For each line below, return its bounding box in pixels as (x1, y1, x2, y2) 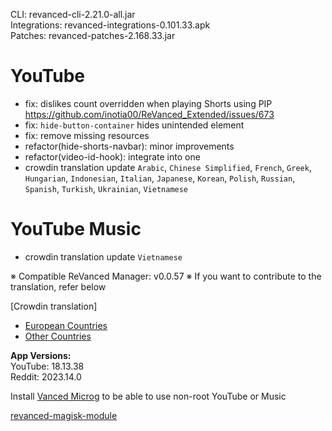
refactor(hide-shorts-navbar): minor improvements (24, 140, 235, 152)
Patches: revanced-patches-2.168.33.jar (10, 30, 176, 41)
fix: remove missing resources (24, 129, 150, 141)
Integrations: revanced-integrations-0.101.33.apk (10, 19, 211, 31)
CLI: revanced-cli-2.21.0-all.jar (10, 9, 136, 20)
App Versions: (10, 349, 72, 361)
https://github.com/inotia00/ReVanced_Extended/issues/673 (24, 108, 275, 120)
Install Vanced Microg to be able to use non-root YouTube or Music (10, 390, 287, 402)
